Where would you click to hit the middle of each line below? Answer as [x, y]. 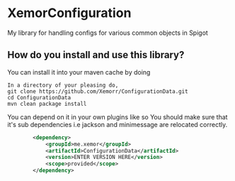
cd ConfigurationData [39, 97]
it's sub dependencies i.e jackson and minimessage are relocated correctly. [117, 124]
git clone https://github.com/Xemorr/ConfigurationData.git [98, 91]
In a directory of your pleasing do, [63, 85]
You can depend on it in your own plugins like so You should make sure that [117, 117]
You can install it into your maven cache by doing [79, 72]
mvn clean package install [47, 104]
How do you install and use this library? [96, 55]
